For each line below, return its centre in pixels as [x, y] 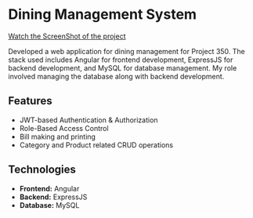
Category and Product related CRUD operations [96, 145]
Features [30, 101]
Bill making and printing [58, 136]
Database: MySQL [49, 205]
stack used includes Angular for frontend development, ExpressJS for [121, 60]
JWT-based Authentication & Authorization [89, 120]
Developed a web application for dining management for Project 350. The [127, 51]
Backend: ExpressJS [53, 197]
